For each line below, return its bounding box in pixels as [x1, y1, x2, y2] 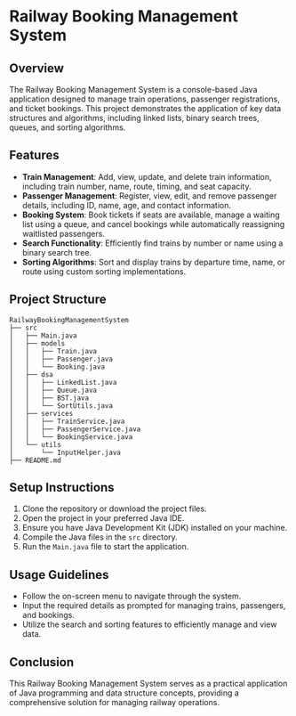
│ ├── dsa [9, 370, 53, 379]
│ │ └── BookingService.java [9, 432, 133, 442]
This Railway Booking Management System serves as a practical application [9, 679, 288, 689]
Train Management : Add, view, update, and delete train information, [21, 171, 273, 182]
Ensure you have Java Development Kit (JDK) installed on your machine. [21, 523, 288, 533]
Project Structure [9, 292, 107, 307]
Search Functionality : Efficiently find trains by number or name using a [21, 238, 284, 248]
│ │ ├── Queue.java [9, 386, 98, 395]
